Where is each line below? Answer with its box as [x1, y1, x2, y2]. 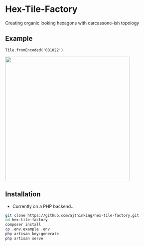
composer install [5, 222, 41, 227]
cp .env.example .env [5, 227, 50, 232]
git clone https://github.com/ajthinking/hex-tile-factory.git [5, 213, 140, 218]
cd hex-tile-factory [5, 218, 48, 223]
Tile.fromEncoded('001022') [5, 47, 64, 53]
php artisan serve [5, 236, 43, 241]
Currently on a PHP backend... [12, 203, 75, 209]
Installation [5, 190, 41, 199]
